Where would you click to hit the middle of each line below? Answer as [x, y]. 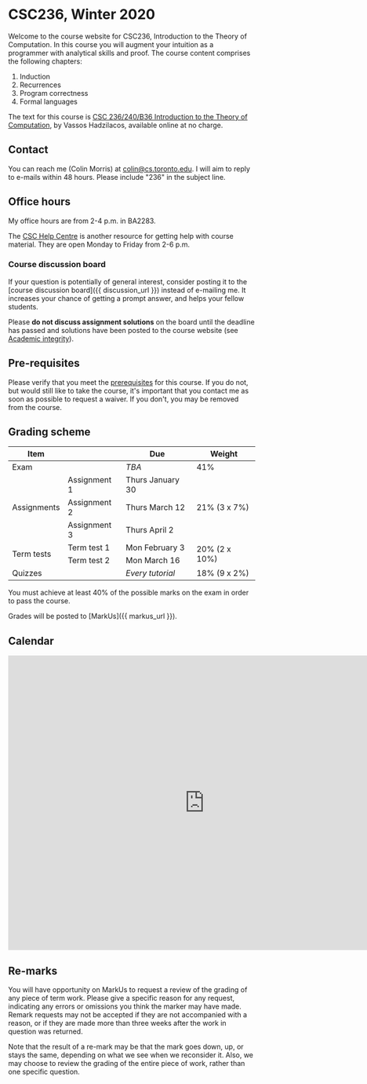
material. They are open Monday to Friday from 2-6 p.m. [99, 244]
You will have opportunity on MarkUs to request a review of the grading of [128, 990]
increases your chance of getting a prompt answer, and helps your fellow [126, 298]
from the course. [35, 407]
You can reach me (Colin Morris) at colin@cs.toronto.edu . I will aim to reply [129, 168]
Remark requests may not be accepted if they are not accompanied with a [128, 1015]
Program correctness [54, 93]
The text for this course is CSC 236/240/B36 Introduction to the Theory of [128, 116]
